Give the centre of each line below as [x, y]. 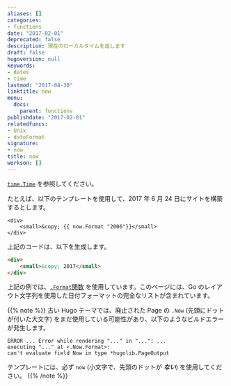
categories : [24, 20]
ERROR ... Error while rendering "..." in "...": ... [87, 341]
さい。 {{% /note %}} [38, 376]
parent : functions [46, 111]
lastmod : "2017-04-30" [40, 85]
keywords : [22, 66]
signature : [23, 144]
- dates [18, 72]
